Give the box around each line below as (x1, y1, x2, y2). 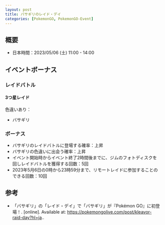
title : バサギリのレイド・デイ (5, 12, 61, 17)
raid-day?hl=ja (12, 214, 42, 220)
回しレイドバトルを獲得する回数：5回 (12, 161, 89, 167)
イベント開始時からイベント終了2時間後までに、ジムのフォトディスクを (12, 155, 157, 160)
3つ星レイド (5, 94, 30, 101)
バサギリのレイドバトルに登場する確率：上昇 (12, 142, 103, 148)
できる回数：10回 (12, 173, 48, 179)
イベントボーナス (5, 65, 57, 74)
